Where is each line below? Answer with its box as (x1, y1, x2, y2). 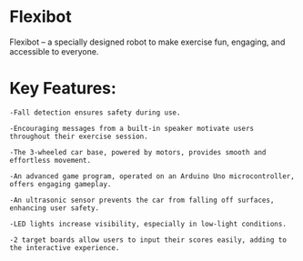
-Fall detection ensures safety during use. (9, 107, 181, 117)
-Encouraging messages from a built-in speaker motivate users (9, 124, 255, 133)
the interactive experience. (9, 243, 120, 252)
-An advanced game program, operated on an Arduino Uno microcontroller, (9, 171, 296, 181)
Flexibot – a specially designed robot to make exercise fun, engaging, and (9, 36, 286, 47)
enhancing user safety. (9, 203, 100, 213)
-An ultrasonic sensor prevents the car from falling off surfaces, (9, 196, 275, 205)
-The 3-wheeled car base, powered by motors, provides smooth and (9, 147, 267, 156)
